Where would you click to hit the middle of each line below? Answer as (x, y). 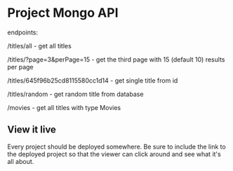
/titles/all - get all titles (39, 46)
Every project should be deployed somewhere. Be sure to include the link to (116, 146)
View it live (32, 130)
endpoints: (23, 32)
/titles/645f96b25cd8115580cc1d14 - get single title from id (93, 80)
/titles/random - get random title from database (75, 94)
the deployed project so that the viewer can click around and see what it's (114, 154)
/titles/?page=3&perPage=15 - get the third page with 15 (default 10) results (116, 59)
